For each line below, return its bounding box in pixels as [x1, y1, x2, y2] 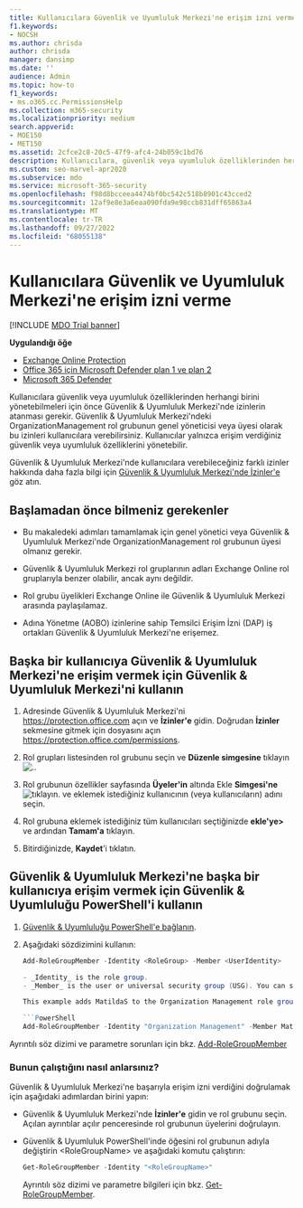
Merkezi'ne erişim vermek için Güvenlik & [9, 667, 248, 683]
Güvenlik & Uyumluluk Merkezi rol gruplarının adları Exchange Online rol [22, 563, 289, 574]
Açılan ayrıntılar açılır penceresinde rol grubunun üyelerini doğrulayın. [22, 1118, 281, 1129]
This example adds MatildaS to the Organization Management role [22, 997, 273, 1006]
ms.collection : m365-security [9, 106, 124, 115]
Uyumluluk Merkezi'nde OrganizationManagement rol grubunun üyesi [22, 536, 281, 547]
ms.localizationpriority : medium [9, 114, 135, 123]
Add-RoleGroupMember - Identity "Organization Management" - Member [22, 1023, 278, 1032]
